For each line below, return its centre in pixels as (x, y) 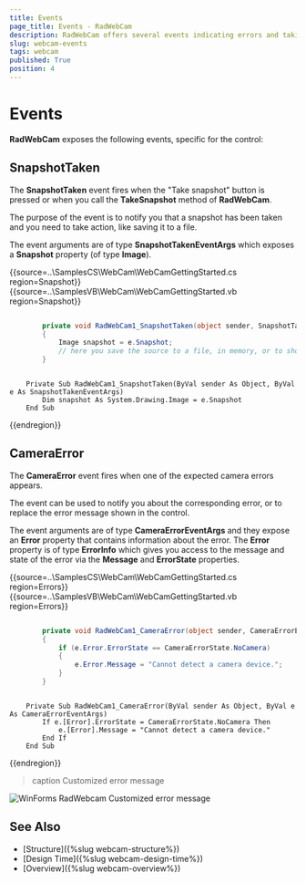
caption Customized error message (98, 780)
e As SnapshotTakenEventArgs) (67, 392)
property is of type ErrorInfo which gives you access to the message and (147, 549)
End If (55, 738)
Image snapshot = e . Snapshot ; (115, 343)
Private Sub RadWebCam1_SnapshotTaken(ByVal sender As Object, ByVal (161, 384)
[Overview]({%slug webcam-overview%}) (102, 868)
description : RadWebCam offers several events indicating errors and (144, 35)
